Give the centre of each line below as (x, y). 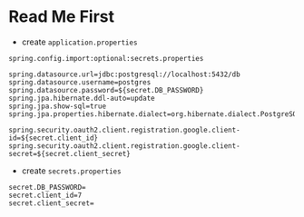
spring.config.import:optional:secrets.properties (106, 58)
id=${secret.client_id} (54, 138)
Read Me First (62, 17)
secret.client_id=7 (45, 195)
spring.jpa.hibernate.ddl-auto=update (82, 98)
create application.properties (79, 42)
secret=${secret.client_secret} (69, 153)
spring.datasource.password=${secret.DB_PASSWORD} (106, 90)
